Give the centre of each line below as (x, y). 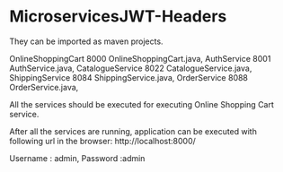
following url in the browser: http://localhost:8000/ (102, 141)
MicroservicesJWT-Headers (118, 17)
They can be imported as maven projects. (86, 41)
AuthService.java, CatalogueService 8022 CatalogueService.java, (131, 68)
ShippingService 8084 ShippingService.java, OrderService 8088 (129, 77)
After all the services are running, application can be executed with (133, 131)
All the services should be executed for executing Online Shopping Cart (141, 104)
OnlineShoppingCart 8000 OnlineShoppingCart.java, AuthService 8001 (140, 58)
